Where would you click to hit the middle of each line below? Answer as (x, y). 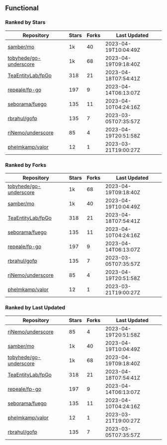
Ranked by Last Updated (35, 307)
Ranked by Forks (26, 165)
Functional (22, 8)
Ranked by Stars (25, 22)
